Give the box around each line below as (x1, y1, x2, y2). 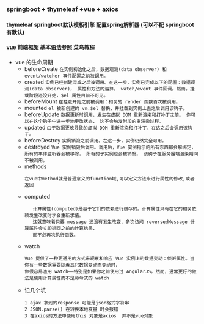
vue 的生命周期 (15, 58, 54, 65)
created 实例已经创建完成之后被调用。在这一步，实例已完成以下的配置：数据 (24, 78, 191, 86)
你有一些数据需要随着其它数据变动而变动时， (24, 262, 120, 268)
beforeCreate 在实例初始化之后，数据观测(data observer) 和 (24, 65, 167, 72)
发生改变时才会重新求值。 (29, 212, 84, 218)
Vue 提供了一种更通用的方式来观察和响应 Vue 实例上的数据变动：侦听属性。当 (24, 256, 195, 262)
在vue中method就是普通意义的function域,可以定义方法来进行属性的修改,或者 (24, 175, 195, 182)
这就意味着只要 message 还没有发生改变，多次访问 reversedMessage (32, 219, 188, 225)
